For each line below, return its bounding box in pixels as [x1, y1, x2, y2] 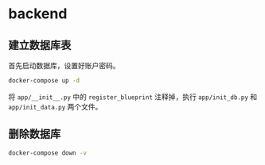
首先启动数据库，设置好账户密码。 [8, 61, 120, 70]
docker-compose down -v [8, 148, 88, 157]
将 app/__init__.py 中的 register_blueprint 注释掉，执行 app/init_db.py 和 [8, 92, 258, 102]
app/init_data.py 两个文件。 [8, 102, 103, 111]
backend [8, 5, 68, 23]
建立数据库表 [8, 38, 72, 52]
